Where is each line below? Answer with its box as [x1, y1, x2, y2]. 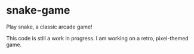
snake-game [6, 4, 70, 17]
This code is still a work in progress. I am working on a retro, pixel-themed [6, 34, 189, 42]
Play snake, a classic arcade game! [6, 23, 93, 30]
